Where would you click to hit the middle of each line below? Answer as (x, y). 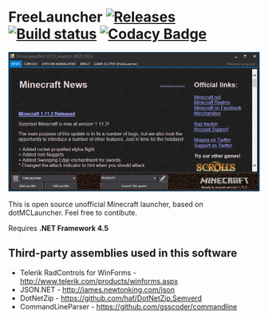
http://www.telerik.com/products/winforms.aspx (99, 281)
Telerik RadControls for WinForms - (78, 273)
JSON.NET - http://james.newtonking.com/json (97, 289)
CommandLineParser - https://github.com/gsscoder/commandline (128, 306)
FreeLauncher (55, 17)
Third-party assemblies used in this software (123, 253)
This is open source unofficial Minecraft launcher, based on (106, 204)
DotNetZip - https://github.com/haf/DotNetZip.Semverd (110, 298)
